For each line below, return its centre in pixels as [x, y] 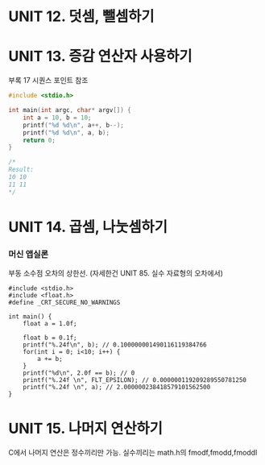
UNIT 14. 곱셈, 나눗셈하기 [88, 227]
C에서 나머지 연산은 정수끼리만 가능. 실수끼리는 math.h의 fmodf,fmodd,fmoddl [133, 453]
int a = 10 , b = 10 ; [57, 118]
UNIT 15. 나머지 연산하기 [85, 429]
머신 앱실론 [29, 254]
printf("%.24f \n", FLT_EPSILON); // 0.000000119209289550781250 [135, 380]
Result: [21, 170]
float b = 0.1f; [50, 338]
